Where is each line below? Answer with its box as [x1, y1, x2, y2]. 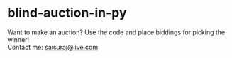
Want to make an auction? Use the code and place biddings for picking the [7, 28, 226, 36]
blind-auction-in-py [7, 5, 127, 21]
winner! [7, 35, 30, 43]
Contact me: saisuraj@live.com [7, 43, 98, 51]
